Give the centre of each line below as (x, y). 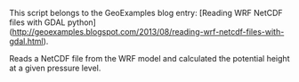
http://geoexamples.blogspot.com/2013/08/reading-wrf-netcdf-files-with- (148, 32)
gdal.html (26, 41)
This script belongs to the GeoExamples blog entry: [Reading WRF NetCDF (146, 13)
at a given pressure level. (55, 68)
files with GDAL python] (53, 22)
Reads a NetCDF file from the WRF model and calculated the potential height (149, 58)
